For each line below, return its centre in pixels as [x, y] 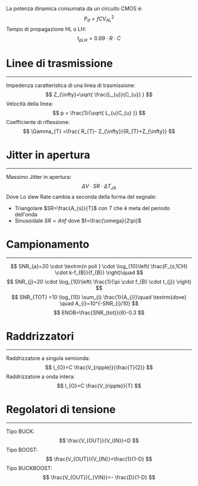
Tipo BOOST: [22, 450]
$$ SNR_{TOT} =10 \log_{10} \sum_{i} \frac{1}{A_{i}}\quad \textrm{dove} [99, 297]
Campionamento [48, 244]
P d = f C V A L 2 [99, 19]
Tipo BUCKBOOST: [29, 468]
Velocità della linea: [30, 104]
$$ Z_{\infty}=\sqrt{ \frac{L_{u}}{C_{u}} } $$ [99, 95]
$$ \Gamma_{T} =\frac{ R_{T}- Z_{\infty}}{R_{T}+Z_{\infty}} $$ [99, 131]
